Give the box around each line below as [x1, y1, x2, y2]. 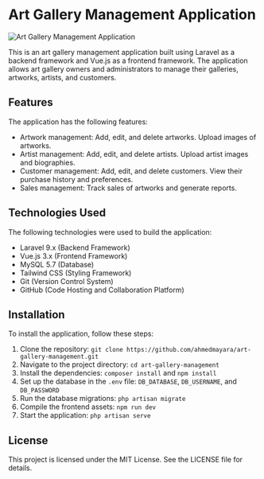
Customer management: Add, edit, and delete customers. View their [19, 166, 243, 176]
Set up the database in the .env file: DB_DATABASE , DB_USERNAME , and [19, 376, 237, 387]
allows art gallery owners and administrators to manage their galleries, [8, 64, 239, 73]
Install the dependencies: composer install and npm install [19, 368, 217, 378]
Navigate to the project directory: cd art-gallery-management [19, 360, 220, 369]
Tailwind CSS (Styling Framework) [19, 268, 132, 278]
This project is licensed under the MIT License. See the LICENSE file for [8, 455, 243, 465]
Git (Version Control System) [19, 276, 114, 286]
